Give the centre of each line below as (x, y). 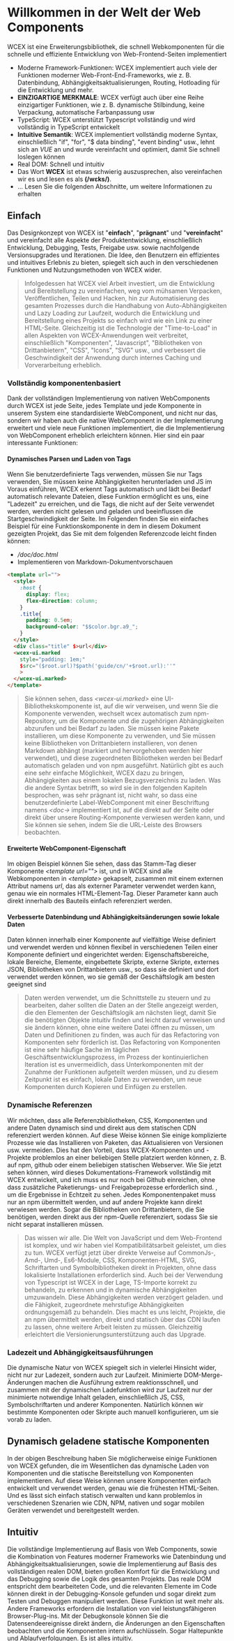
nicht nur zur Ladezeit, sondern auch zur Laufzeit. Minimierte (95, 1375)
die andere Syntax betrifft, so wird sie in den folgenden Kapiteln (116, 788)
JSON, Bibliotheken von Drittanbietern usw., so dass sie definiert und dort (113, 970)
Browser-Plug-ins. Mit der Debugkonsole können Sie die (88, 1616)
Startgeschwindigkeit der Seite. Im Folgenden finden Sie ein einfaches (108, 519)
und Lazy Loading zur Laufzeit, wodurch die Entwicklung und (112, 313)
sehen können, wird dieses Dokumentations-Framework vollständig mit (109, 1172)
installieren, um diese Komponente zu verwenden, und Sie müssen (120, 736)
